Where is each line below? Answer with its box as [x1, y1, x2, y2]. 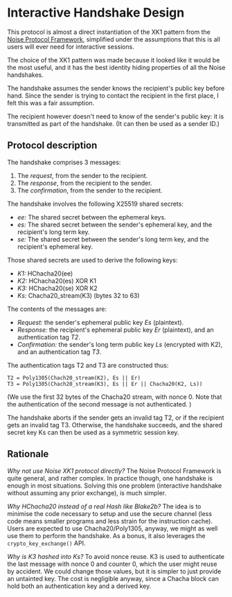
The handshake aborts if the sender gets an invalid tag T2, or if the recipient [7, 413, 224, 422]
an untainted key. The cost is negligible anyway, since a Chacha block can [7, 574, 220, 582]
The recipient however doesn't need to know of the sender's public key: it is [7, 112, 224, 121]
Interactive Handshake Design [7, 5, 185, 21]
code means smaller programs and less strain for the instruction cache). [7, 517, 213, 525]
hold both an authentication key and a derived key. [7, 582, 152, 590]
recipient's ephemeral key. [17, 242, 93, 251]
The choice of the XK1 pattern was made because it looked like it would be [7, 55, 220, 64]
